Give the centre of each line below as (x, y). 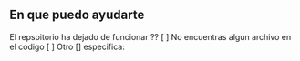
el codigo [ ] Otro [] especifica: (67, 46)
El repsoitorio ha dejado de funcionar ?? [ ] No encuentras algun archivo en (150, 36)
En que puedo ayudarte (77, 15)
